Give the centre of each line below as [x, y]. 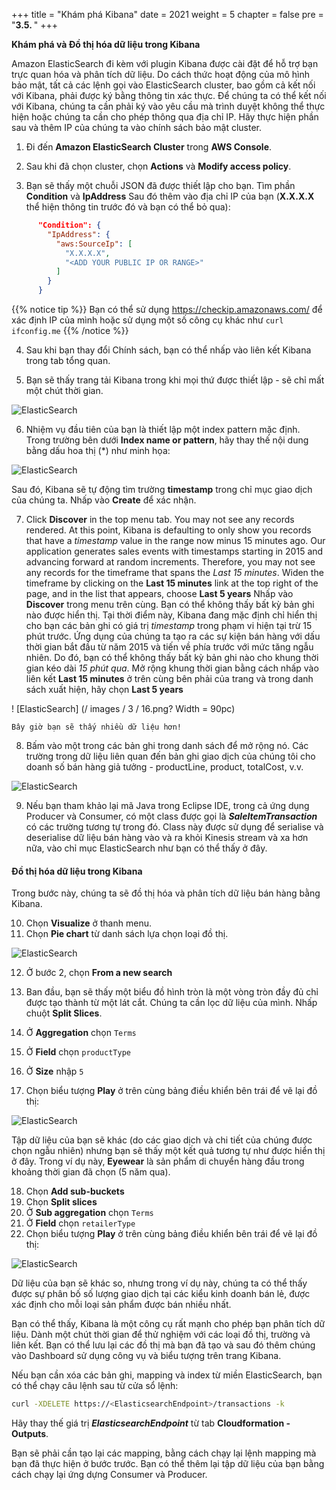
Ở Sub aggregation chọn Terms [89, 1213]
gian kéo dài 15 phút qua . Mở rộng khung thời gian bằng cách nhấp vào [172, 668]
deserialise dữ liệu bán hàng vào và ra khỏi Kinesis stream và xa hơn [167, 837]
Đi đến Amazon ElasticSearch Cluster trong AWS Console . [149, 147]
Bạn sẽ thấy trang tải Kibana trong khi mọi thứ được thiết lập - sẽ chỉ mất [175, 380]
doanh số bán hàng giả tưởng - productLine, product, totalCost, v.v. [164, 767]
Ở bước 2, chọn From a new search [99, 973]
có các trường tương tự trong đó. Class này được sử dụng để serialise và [174, 827]
